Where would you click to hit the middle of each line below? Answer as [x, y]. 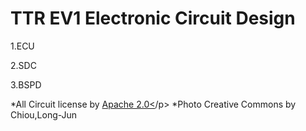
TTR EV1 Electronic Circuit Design [153, 18]
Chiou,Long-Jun [44, 114]
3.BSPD [26, 84]
